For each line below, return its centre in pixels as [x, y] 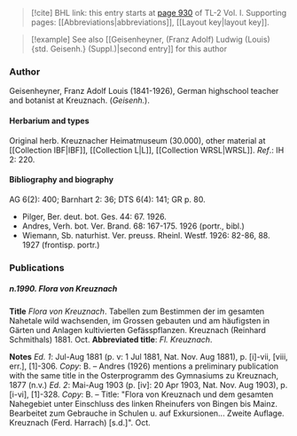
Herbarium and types [50, 121]
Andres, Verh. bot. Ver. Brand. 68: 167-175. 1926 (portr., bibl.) [133, 226]
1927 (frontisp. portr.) [61, 245]
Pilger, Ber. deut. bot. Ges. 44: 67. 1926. [94, 216]
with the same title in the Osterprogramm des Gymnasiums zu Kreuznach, [144, 375]
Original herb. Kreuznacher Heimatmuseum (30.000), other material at [137, 140]
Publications [37, 268]
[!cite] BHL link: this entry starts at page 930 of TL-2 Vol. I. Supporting [159, 13]
